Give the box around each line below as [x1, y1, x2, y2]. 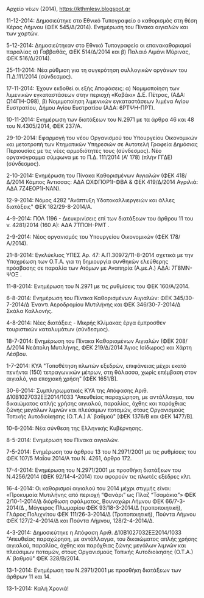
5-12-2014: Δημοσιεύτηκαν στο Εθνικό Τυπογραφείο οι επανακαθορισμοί [6, 42, 191, 49]
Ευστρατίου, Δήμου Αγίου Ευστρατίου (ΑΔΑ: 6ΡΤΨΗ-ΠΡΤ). [6, 104, 155, 111]
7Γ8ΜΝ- [171, 264, 193, 272]
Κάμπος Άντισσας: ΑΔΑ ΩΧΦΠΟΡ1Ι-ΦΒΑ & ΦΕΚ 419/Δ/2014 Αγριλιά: [25, 178, 199, 185]
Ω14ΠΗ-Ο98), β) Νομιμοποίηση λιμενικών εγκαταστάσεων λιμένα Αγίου [6, 97, 189, 105]
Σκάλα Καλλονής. [6, 308, 53, 314]
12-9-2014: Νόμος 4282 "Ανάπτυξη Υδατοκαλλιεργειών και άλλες [6, 197, 175, 203]
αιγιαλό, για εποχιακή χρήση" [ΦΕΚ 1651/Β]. [6, 375, 118, 382]
